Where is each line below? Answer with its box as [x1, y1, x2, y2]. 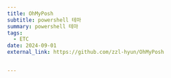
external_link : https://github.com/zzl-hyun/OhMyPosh [7, 49, 165, 56]
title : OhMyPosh [7, 10, 54, 17]
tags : [7, 29, 23, 37]
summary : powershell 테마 [7, 23, 79, 30]
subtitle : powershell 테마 [7, 17, 82, 23]
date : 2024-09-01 [7, 42, 57, 49]
